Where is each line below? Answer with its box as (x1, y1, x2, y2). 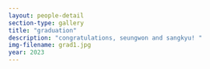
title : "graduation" (8, 26, 78, 34)
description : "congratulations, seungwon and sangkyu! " (8, 33, 203, 42)
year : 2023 (8, 48, 45, 56)
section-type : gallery (8, 19, 84, 27)
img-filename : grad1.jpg (8, 41, 91, 49)
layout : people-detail (8, 11, 84, 20)
